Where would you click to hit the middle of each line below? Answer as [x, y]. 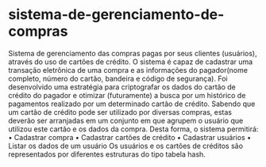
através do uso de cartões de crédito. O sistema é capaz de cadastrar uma [131, 62]
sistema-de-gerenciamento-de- [116, 15]
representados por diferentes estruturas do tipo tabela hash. [107, 154]
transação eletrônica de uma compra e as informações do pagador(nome [128, 70]
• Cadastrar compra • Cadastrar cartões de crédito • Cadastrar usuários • [130, 137]
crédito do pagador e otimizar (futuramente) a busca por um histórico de [127, 95]
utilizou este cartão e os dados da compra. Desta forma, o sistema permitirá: [133, 129]
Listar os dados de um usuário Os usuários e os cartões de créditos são [126, 146]
